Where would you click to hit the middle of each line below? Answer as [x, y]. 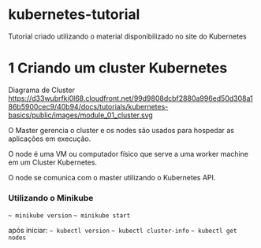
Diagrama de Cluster [41, 90]
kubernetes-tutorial [74, 15]
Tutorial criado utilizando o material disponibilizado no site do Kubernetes [127, 36]
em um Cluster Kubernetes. [52, 162]
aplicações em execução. [50, 139]
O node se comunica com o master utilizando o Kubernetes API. [112, 177]
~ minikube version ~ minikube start [69, 216]
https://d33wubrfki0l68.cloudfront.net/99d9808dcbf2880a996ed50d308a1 [131, 98]
